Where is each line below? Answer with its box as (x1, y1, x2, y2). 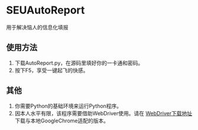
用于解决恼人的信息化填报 (6, 24, 69, 31)
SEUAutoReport (6, 4, 85, 17)
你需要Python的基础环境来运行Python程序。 (14, 102, 122, 109)
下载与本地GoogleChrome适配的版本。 (14, 117, 109, 124)
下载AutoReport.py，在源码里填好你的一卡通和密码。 (14, 59, 144, 66)
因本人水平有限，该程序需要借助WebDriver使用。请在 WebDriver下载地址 (14, 109, 193, 116)
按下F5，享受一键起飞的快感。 (14, 66, 89, 74)
